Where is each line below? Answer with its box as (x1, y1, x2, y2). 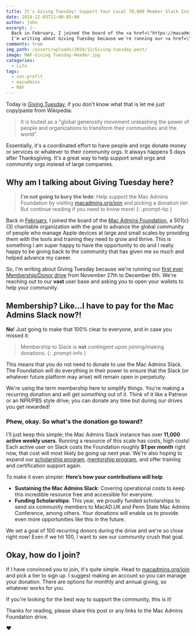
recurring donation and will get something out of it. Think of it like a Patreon (6, 390, 188, 397)
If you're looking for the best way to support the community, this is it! (6, 596, 172, 603)
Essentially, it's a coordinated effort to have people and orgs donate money (6, 141, 187, 149)
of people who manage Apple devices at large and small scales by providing (6, 229, 190, 236)
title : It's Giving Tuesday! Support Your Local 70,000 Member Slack (6, 8, 179, 15)
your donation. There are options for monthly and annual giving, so (6, 578, 167, 585)
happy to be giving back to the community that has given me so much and (6, 248, 184, 255)
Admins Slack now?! (6, 310, 82, 320)
